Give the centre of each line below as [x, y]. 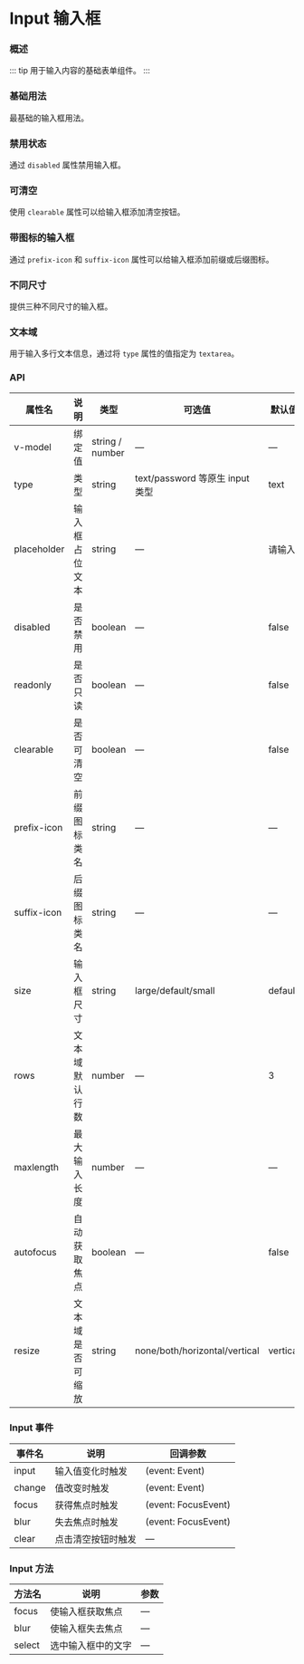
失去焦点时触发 [87, 1522]
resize [27, 1351]
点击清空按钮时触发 [96, 1539]
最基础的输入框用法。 [49, 118]
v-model [33, 447]
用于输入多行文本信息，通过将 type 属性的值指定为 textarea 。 [124, 353]
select [27, 1645]
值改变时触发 [82, 1488]
